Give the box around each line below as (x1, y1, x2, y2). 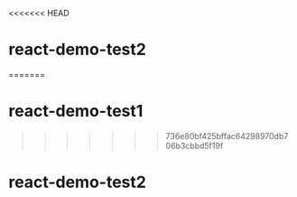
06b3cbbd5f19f (165, 140, 224, 151)
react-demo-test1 (8, 101, 144, 121)
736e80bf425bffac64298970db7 (165, 130, 289, 141)
